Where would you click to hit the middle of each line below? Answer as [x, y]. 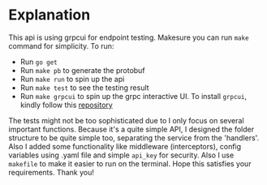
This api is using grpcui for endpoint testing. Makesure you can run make [129, 37]
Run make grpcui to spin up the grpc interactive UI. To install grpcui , [133, 96]
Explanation [50, 15]
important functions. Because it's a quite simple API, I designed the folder [131, 129]
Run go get [39, 62]
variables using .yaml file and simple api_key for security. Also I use [121, 155]
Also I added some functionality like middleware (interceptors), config [125, 146]
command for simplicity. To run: [61, 45]
